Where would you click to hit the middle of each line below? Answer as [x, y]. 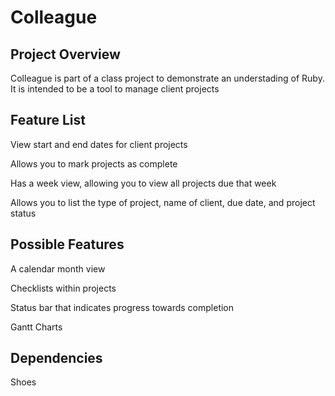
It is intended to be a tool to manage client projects [115, 89]
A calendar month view [58, 268]
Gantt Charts [36, 327]
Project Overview [65, 54]
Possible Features [67, 244]
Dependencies [56, 358]
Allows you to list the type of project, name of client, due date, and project [163, 202]
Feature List [48, 120]
